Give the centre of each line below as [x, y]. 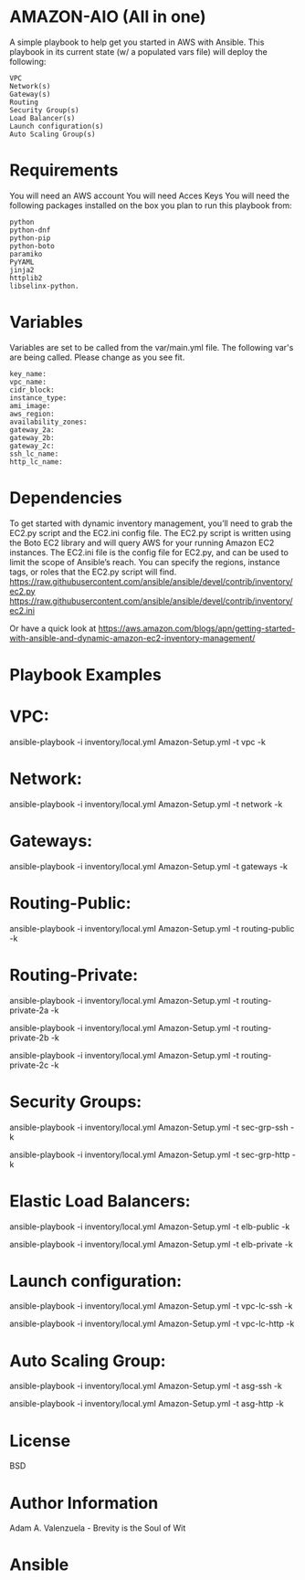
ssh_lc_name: [34, 454]
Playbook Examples [85, 674]
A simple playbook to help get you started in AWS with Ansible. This [137, 42]
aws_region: [32, 414]
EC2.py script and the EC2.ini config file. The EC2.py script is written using [150, 532]
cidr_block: [32, 390]
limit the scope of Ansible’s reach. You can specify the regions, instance [145, 562]
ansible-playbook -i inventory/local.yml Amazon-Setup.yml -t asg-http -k [147, 1404]
